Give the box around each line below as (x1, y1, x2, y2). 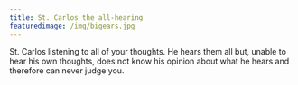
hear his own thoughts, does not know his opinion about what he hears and (9, 55, 290, 66)
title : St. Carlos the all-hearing (9, 13, 144, 22)
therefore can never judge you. (9, 64, 125, 76)
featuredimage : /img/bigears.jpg (9, 21, 135, 30)
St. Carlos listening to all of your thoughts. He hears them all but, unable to (9, 46, 287, 56)
